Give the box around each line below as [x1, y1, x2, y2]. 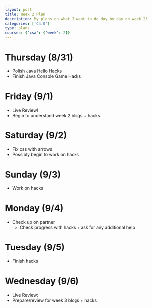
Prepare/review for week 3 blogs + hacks [12, 297, 97, 303]
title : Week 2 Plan [5, 12, 46, 17]
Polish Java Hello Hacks [12, 68, 62, 74]
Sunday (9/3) [5, 169, 61, 180]
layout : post [5, 7, 32, 12]
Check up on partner [12, 219, 55, 225]
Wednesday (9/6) [5, 275, 79, 287]
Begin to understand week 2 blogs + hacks [12, 112, 100, 118]
